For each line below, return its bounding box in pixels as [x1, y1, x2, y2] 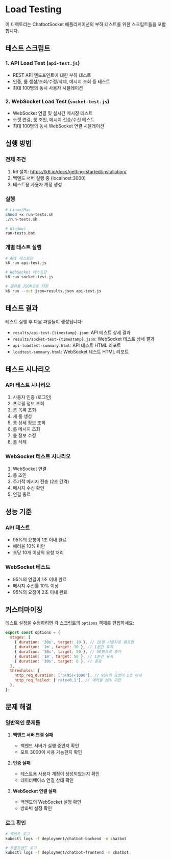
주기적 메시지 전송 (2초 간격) [12, 478, 69, 484]
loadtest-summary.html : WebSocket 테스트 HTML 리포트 [12, 348, 129, 355]
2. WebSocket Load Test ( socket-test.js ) [5, 98, 110, 105]
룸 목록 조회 [12, 407, 37, 413]
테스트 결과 [5, 304, 38, 313]
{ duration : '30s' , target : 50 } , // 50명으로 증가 [14, 649, 121, 654]
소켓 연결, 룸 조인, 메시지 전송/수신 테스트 [12, 116, 95, 122]
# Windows [5, 226, 27, 231]
